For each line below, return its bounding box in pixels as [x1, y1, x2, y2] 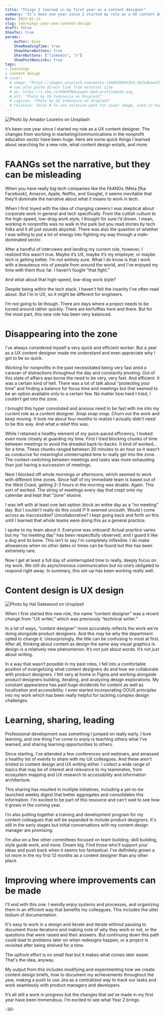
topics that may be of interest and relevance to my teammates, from [5, 766, 142, 772]
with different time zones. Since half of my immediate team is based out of [5, 477, 156, 482]
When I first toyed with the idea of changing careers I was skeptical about [5, 205, 154, 211]
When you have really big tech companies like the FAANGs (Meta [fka [5, 185, 146, 191]
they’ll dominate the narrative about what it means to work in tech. [5, 196, 139, 202]
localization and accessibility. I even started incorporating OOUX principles [5, 687, 157, 693]
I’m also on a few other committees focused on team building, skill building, [5, 836, 158, 842]
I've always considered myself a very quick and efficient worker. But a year [5, 345, 157, 350]
